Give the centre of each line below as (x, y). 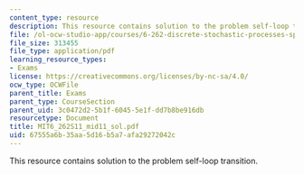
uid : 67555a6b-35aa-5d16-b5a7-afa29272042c (93, 135)
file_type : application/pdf (62, 51)
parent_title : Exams (48, 93)
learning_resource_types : (58, 60)
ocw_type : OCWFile (44, 85)
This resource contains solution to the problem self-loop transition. (133, 161)
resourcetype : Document (54, 118)
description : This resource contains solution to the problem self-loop (149, 26)
